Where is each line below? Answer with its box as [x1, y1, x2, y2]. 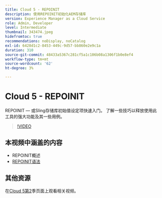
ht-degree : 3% [5, 66, 34, 71]
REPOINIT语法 [12, 158, 40, 164]
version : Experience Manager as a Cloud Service [5, 16, 105, 21]
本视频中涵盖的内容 [5, 139, 63, 147]
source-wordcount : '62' [5, 61, 53, 66]
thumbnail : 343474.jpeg [5, 30, 53, 34]
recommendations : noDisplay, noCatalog [5, 39, 86, 44]
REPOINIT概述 [12, 152, 40, 158]
